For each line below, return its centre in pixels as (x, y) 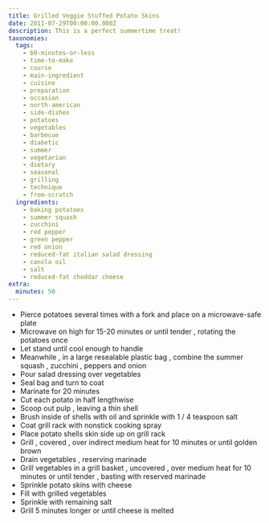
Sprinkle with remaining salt (66, 502)
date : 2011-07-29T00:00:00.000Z (62, 23)
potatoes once (44, 340)
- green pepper (48, 240)
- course (37, 68)
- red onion (43, 247)
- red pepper (45, 232)
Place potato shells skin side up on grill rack (93, 434)
